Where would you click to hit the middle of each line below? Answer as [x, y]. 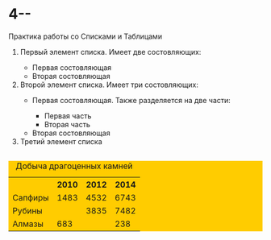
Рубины [27, 210]
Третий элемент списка [61, 141]
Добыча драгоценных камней [74, 166]
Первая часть [68, 116]
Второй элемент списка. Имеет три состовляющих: [109, 85]
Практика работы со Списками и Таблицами [85, 36]
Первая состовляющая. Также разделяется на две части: [131, 100]
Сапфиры [31, 197]
